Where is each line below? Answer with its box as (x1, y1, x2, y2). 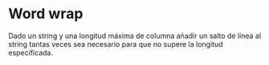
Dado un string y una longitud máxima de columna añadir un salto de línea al (8, 31, 262, 40)
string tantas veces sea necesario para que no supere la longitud (8, 39, 223, 48)
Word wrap (8, 5, 84, 23)
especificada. (8, 48, 54, 57)
